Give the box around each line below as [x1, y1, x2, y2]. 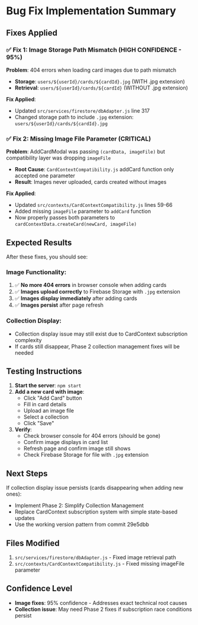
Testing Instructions [6, 366, 82, 376]
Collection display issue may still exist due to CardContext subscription [14, 330, 188, 337]
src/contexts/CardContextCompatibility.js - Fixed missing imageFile [14, 560, 185, 567]
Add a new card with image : [14, 388, 85, 396]
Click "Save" [23, 420, 54, 427]
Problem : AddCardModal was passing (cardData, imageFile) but [6, 148, 165, 155]
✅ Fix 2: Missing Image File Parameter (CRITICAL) [6, 135, 151, 143]
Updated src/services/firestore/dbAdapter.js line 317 [14, 107, 150, 114]
